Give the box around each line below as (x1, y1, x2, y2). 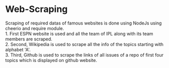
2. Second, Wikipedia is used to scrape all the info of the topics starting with (5, 41, 164, 47)
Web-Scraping (5, 3, 68, 15)
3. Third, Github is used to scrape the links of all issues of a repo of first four (5, 51, 164, 58)
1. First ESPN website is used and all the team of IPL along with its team (5, 30, 153, 36)
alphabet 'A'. (5, 46, 31, 52)
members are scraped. (5, 36, 52, 42)
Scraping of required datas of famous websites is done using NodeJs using (5, 20, 162, 26)
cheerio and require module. (5, 25, 65, 31)
